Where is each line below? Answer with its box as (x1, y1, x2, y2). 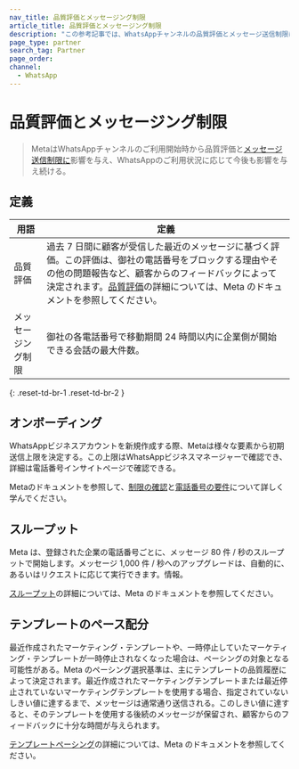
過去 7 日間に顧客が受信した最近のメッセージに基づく (46, 240, 271, 252)
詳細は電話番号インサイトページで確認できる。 (9, 462, 181, 473)
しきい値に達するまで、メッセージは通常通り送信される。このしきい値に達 (9, 697, 282, 708)
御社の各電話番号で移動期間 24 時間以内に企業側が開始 (46, 331, 278, 343)
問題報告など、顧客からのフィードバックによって (73, 266, 278, 279)
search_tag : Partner (9, 46, 86, 55)
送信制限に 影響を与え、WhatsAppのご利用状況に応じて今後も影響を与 (30, 154, 288, 165)
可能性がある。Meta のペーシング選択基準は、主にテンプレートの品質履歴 (9, 664, 279, 675)
